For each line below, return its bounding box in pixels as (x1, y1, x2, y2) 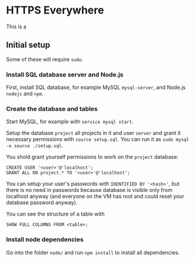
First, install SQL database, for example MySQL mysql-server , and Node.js (6, 84, 186, 91)
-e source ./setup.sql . (6, 142, 64, 149)
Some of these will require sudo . (6, 55, 84, 62)
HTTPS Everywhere (6, 4, 104, 17)
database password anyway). (6, 199, 78, 206)
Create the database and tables (6, 104, 98, 112)
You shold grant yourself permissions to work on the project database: (6, 154, 179, 161)
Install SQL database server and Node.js (6, 70, 124, 78)
